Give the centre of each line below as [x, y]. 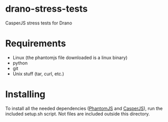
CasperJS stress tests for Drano [39, 23]
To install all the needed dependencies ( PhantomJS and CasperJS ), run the [84, 108]
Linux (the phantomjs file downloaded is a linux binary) [70, 57]
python [20, 63]
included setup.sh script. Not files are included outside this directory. [78, 114]
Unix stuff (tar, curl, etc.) [38, 74]
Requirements [36, 43]
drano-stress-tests [47, 9]
